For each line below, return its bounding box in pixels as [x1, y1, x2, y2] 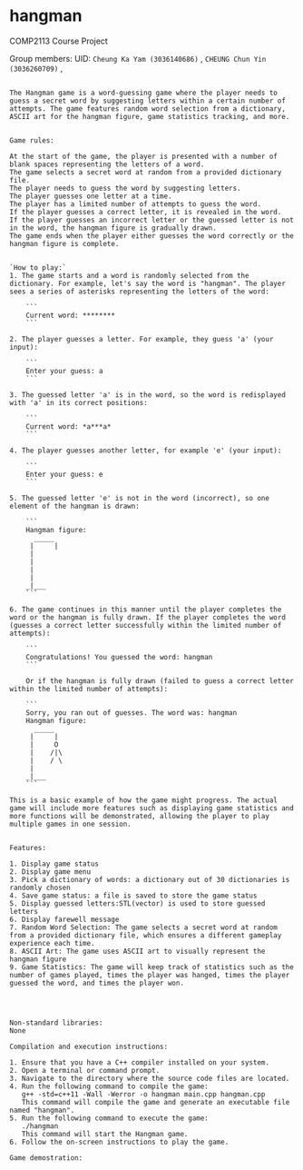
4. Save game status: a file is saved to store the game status [9, 891, 258, 900]
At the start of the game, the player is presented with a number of [9, 152, 279, 161]
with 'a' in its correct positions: [9, 398, 148, 407]
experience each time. [9, 938, 95, 947]
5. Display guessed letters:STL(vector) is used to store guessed [9, 898, 266, 908]
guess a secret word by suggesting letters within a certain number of [9, 96, 286, 105]
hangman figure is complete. [9, 239, 120, 248]
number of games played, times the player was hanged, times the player [9, 970, 290, 979]
